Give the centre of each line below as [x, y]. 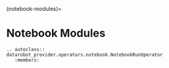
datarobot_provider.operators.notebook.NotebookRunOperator [85, 55]
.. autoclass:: [26, 49]
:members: [27, 60]
